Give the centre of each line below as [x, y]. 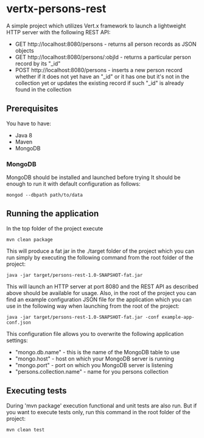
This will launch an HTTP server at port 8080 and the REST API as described [102, 287]
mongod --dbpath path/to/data [45, 195]
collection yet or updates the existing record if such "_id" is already [99, 83]
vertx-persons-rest [56, 9]
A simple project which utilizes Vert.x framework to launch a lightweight [96, 26]
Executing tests [37, 391]
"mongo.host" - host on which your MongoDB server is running [95, 359]
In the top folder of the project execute [55, 228]
